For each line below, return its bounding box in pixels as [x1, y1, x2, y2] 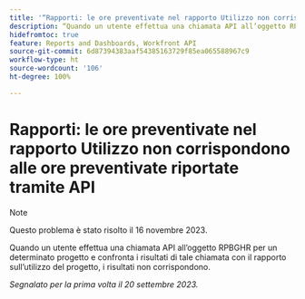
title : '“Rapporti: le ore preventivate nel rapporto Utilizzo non [9, 13, 271, 23]
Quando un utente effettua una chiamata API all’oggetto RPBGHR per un [9, 242, 278, 253]
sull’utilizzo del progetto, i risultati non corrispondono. [9, 261, 212, 272]
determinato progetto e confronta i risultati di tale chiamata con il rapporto [9, 251, 287, 263]
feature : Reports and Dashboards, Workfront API [9, 38, 197, 48]
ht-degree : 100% [9, 72, 71, 82]
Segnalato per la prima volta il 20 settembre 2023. [9, 278, 199, 290]
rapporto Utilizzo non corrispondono [9, 138, 290, 159]
